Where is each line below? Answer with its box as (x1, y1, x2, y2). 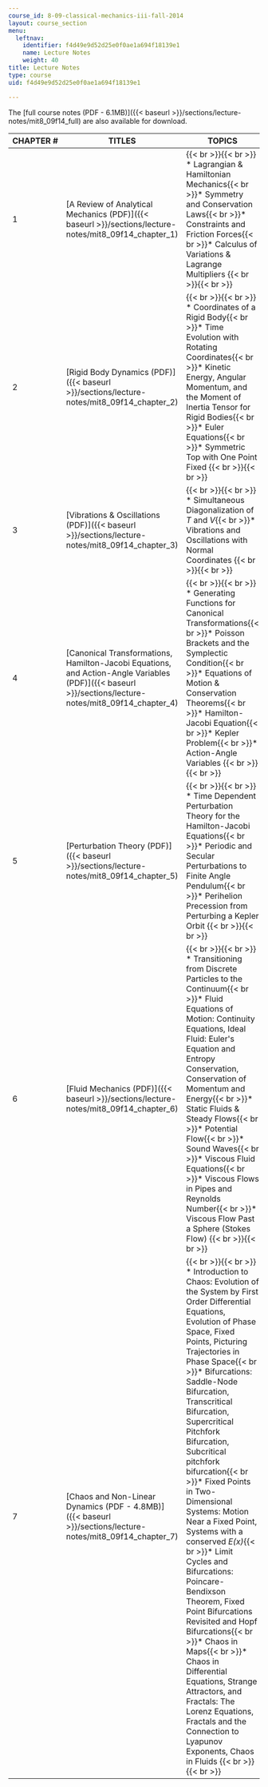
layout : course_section (8, 19, 88, 27)
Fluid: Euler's (186, 1033, 235, 1044)
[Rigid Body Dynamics (65, 366, 149, 377)
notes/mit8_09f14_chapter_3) (65, 539, 179, 550)
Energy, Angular (186, 371, 246, 382)
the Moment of (186, 391, 242, 402)
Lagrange (186, 258, 223, 269)
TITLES (108, 135, 136, 146)
